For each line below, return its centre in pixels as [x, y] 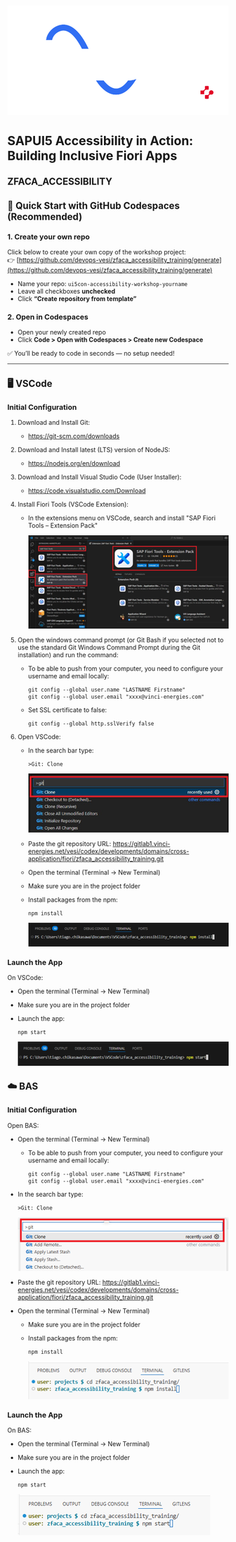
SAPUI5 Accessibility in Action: [100, 141]
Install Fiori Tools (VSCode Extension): [73, 504]
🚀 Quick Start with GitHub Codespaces [94, 205]
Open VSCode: [39, 736]
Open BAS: [23, 1125]
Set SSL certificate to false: [67, 709]
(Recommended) [45, 217]
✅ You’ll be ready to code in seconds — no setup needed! [91, 354]
